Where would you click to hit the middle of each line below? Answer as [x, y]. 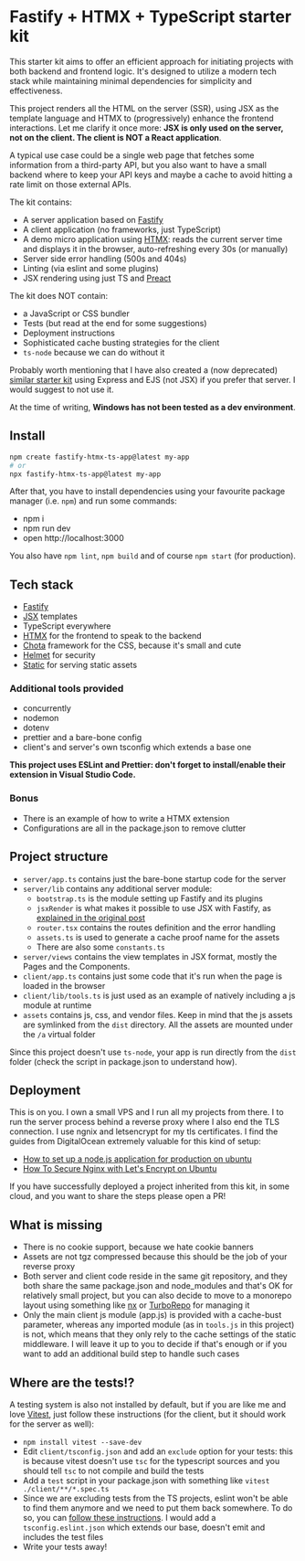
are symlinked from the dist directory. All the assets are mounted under [158, 1025]
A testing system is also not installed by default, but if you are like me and [148, 1405]
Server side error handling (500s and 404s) [105, 259]
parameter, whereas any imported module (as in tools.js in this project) [158, 1325]
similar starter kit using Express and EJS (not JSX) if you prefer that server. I [152, 379]
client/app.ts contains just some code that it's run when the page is [152, 976]
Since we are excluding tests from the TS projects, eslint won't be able [155, 1498]
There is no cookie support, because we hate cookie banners [138, 1247]
